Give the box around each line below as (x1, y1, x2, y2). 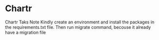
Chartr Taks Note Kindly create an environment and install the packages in (5, 19, 155, 25)
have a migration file (5, 29, 46, 35)
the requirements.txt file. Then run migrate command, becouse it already (5, 24, 151, 30)
